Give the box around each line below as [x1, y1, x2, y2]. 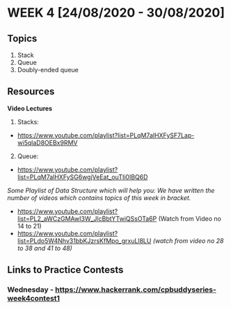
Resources [7, 85, 55, 98]
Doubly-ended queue [17, 66, 79, 74]
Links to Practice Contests [7, 264, 124, 276]
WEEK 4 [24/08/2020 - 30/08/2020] [7, 5, 225, 21]
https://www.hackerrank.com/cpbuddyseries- [55, 285, 217, 294]
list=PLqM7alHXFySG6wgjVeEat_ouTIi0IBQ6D [17, 172, 148, 181]
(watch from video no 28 [152, 236, 224, 244]
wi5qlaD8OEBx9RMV [17, 138, 78, 147]
